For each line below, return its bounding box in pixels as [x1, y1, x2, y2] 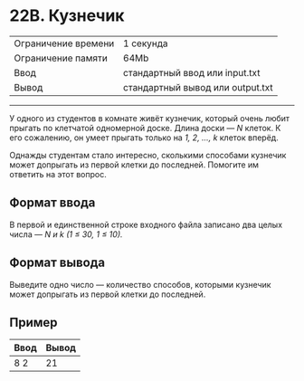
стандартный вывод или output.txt [123, 81, 273, 93]
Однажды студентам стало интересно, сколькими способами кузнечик [9, 149, 287, 160]
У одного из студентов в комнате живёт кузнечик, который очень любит [9, 112, 290, 123]
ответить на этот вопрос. [9, 168, 107, 179]
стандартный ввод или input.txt [123, 66, 261, 79]
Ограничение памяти [14, 52, 109, 64]
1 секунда [123, 37, 169, 50]
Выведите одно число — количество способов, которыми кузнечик [9, 279, 271, 290]
